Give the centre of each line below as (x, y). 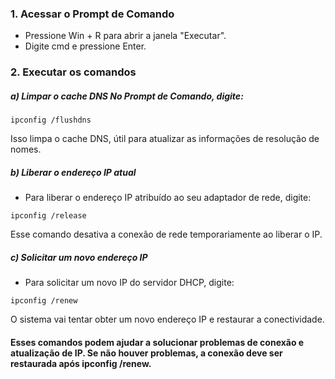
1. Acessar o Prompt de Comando (92, 14)
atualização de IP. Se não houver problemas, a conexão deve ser (146, 353)
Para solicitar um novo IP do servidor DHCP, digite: (129, 283)
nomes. (26, 149)
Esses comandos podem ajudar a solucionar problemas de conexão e (157, 342)
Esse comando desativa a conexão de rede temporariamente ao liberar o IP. (166, 234)
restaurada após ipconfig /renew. (81, 363)
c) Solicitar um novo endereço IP (79, 257)
